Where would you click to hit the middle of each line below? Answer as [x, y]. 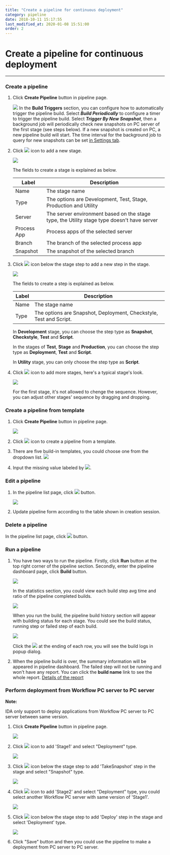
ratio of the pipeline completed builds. [52, 596]
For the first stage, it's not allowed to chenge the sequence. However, [85, 392]
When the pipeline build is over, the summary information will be [79, 661]
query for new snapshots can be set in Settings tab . [66, 140]
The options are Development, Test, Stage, [97, 199]
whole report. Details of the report [48, 677]
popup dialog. [27, 652]
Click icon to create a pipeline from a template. [64, 441]
